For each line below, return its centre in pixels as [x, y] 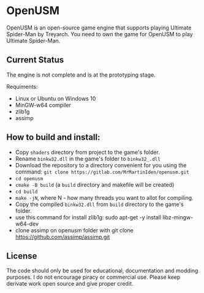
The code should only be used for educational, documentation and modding [102, 271]
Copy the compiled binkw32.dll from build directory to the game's [99, 204]
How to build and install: [53, 138]
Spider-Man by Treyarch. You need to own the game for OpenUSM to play [100, 34]
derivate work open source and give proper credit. [70, 284]
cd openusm [29, 178]
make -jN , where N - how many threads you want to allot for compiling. [104, 197]
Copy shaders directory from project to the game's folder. [88, 152]
